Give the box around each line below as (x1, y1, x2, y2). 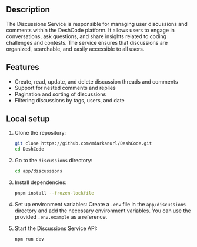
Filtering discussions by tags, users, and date (14, 96, 125, 104)
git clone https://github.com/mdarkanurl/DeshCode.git (14, 141, 152, 146)
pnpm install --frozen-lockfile (14, 191, 94, 196)
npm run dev (14, 236, 44, 242)
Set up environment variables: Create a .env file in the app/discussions (14, 201, 186, 208)
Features (6, 62, 39, 72)
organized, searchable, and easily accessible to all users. (6, 45, 145, 52)
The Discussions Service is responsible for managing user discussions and (6, 20, 188, 27)
